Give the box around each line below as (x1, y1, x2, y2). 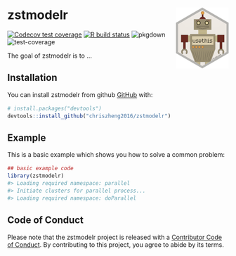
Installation (7, 72, 58, 84)
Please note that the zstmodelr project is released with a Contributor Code (7, 233, 223, 241)
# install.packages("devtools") (7, 105, 102, 112)
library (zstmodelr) (7, 172, 65, 179)
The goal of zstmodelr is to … (7, 51, 93, 60)
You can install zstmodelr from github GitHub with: (7, 90, 153, 98)
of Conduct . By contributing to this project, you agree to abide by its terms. (7, 240, 225, 249)
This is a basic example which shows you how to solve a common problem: (7, 151, 225, 159)
